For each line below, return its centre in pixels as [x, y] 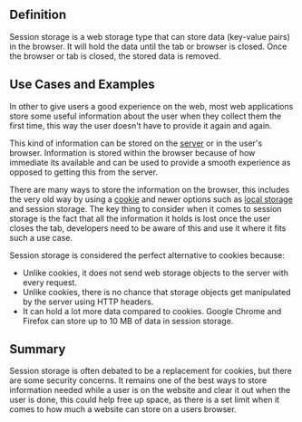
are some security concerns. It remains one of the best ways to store [138, 380]
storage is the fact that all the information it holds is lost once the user [140, 218]
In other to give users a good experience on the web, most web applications [151, 106]
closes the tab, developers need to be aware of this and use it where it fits [148, 228]
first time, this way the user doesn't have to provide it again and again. [141, 125]
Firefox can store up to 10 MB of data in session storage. [128, 321]
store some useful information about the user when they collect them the [146, 116]
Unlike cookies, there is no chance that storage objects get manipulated [157, 292]
